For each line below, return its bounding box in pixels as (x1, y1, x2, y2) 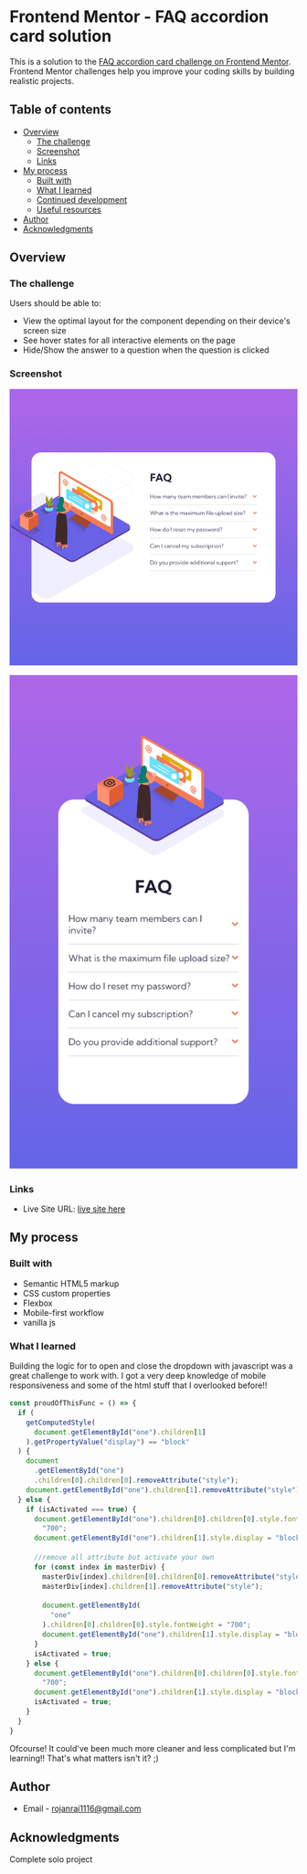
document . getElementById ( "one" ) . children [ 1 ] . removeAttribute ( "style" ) (26, 1485, 301, 1495)
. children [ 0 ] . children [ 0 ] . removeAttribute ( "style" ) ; (33, 1476, 239, 1486)
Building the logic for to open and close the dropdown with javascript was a (9, 1361, 294, 1371)
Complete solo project (9, 1854, 93, 1865)
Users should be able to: (9, 298, 102, 309)
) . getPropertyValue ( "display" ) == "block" (26, 1437, 190, 1446)
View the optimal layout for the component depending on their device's (22, 315, 291, 326)
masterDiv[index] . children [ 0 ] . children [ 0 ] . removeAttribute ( (42, 1572, 276, 1582)
